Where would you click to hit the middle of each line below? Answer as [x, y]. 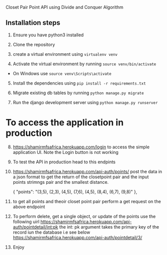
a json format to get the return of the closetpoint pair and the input [81, 177]
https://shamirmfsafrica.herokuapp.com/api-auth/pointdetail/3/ [78, 237]
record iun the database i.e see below [51, 232]
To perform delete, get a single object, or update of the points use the [84, 216]
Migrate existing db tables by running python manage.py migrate [78, 93]
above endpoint [29, 207]
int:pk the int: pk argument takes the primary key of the [103, 227]
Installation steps [33, 23]
